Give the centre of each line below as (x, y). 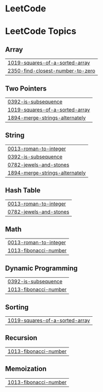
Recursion (21, 338)
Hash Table (23, 190)
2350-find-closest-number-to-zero (51, 71)
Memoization (26, 369)
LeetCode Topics (41, 31)
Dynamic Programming (41, 268)
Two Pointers (26, 88)
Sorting (17, 307)
